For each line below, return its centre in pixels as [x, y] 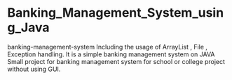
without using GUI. [34, 69]
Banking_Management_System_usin [116, 13]
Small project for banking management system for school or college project [116, 61]
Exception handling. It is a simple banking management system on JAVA [111, 54]
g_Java [28, 27]
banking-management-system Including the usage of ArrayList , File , [108, 47]
